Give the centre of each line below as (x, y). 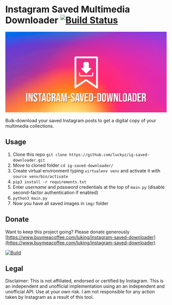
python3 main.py (30, 198)
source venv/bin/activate (40, 177)
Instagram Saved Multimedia (68, 9)
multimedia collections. (30, 126)
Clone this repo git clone (40, 154)
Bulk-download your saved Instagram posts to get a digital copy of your (81, 120)
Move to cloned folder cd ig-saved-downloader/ (63, 165)
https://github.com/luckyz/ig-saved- (109, 155)
